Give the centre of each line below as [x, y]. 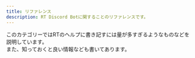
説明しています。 [27, 42]
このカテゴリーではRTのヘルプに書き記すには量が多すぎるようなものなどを [98, 34]
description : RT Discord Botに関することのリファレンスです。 [77, 17]
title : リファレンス [29, 11]
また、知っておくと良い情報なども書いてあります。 [68, 49]
